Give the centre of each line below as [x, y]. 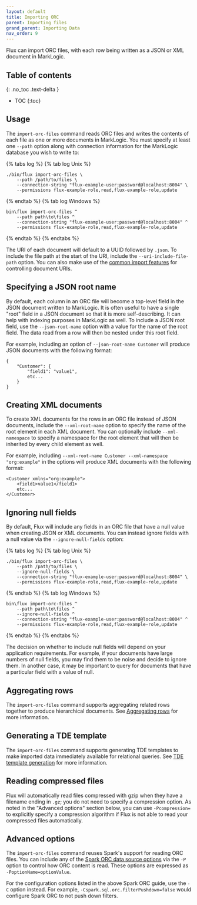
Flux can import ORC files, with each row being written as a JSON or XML [95, 50]
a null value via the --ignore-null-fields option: [65, 539]
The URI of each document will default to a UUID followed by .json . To [91, 250]
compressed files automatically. [45, 820]
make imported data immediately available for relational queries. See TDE [95, 756]
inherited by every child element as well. [55, 444]
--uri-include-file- [164, 256]
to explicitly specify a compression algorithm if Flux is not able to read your [97, 814]
